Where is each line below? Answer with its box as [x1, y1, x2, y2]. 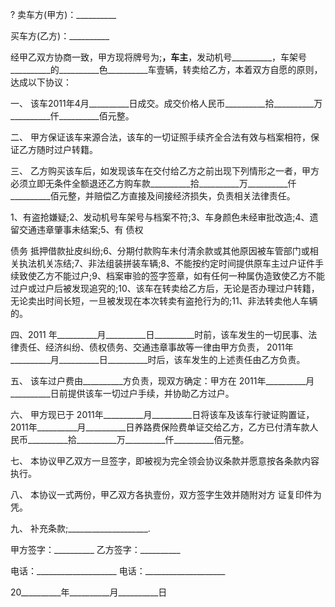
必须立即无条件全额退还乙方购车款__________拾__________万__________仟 [10, 178, 297, 189]
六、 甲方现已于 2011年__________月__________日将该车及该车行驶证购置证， [10, 409, 315, 420]
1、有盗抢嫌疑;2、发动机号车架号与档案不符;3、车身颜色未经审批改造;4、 [10, 211, 310, 223]
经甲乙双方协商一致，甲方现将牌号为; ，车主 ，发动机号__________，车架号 [10, 51, 308, 63]
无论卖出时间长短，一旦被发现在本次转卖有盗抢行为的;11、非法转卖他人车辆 [10, 295, 318, 307]
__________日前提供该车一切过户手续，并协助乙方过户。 [10, 388, 235, 399]
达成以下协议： [10, 76, 72, 88]
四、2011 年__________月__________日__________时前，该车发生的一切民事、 [10, 329, 309, 340]
